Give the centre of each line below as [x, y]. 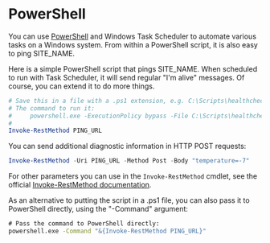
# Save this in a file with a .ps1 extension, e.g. [96, 101]
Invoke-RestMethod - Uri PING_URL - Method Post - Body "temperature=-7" [129, 161]
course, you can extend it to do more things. [82, 86]
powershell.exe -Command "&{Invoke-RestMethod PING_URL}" [107, 231]
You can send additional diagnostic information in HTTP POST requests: [127, 146]
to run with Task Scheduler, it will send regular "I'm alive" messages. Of [127, 77]
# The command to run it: [51, 108]
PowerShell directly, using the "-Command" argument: [98, 209]
